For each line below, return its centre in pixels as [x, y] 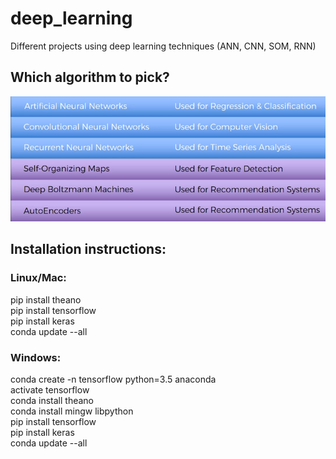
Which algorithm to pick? [90, 77]
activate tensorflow [50, 389]
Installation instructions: [88, 249]
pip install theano [46, 299]
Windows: [36, 357]
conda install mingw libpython [72, 411]
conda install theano [52, 400]
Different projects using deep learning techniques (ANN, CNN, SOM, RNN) [163, 46]
